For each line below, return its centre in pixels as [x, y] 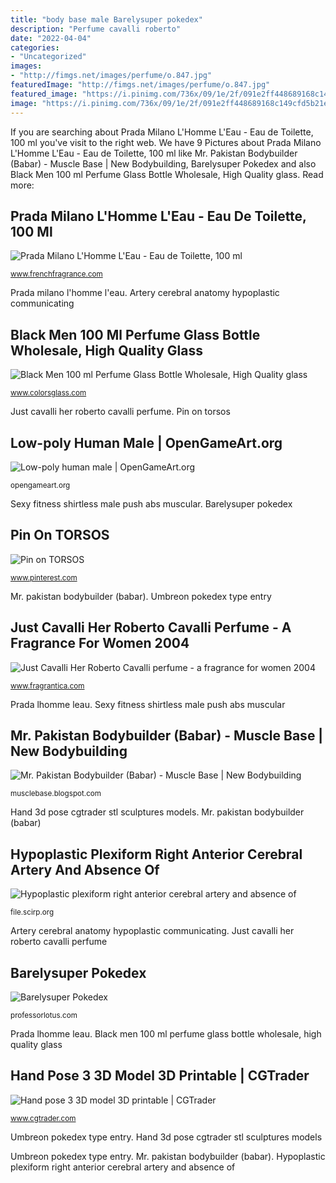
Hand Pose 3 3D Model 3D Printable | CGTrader [160, 1076]
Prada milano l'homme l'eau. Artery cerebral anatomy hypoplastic [145, 293]
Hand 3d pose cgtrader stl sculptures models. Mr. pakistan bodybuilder [157, 812]
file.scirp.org [32, 912]
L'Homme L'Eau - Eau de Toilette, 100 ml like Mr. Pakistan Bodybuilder [154, 153]
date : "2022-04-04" [51, 38]
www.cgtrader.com [43, 1118]
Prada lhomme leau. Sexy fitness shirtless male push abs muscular [148, 704]
